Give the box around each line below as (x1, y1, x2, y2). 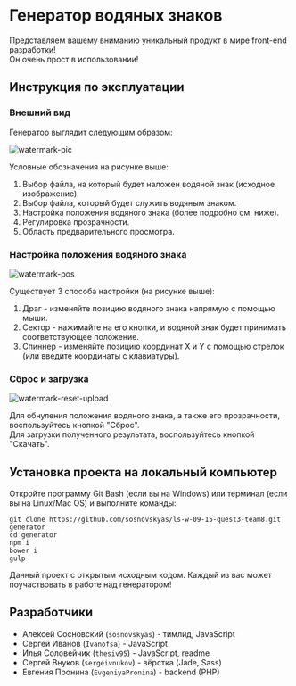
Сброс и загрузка (9, 372, 89, 384)
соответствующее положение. (21, 331, 140, 342)
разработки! (9, 44, 56, 54)
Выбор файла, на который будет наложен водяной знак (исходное (21, 178, 275, 189)
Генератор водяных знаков (9, 5, 223, 26)
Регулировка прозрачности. (21, 216, 130, 227)
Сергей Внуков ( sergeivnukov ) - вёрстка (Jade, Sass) (21, 657, 223, 667)
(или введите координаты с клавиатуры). (21, 350, 180, 361)
